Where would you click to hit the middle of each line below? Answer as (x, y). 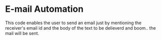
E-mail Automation (44, 9)
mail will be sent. (22, 33)
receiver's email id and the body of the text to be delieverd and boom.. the (80, 28)
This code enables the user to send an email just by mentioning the (73, 23)
